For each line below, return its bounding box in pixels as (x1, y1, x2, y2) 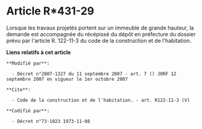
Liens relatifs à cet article (6, 48, 71, 55)
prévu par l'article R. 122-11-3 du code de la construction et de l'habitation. (6, 37, 192, 44)
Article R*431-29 (6, 4, 95, 18)
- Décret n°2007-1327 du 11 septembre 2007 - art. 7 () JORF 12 (11, 71, 177, 77)
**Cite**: (6, 86, 31, 93)
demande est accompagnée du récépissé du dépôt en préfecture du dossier (6, 30, 196, 37)
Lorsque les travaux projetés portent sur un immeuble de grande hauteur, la (6, 24, 194, 31)
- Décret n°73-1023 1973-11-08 (11, 118, 90, 124)
